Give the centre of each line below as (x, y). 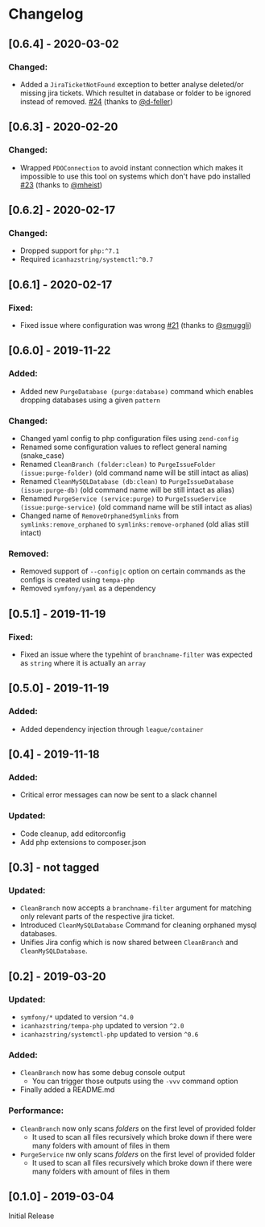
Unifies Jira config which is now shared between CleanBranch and (129, 943)
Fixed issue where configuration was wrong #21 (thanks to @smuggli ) (136, 325)
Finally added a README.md (67, 1090)
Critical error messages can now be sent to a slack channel (118, 795)
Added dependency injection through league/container (112, 729)
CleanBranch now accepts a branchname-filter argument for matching (136, 908)
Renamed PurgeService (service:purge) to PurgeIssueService (123, 498)
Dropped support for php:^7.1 (70, 250)
